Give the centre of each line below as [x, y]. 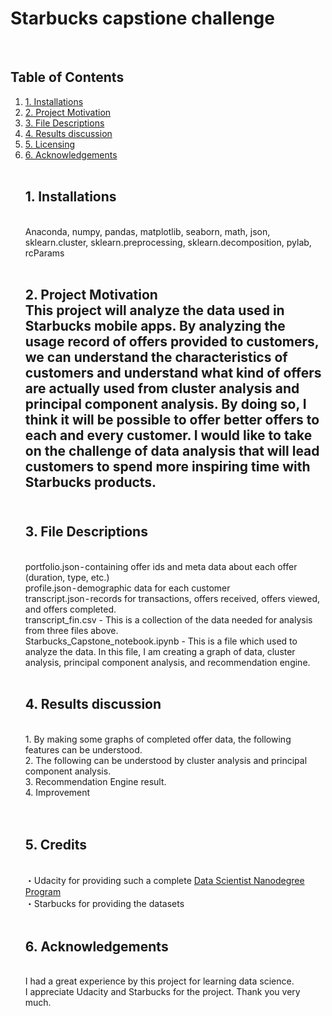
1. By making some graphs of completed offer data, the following [158, 739]
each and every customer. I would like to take [168, 435]
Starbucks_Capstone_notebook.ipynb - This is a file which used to [161, 641]
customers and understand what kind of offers [173, 372]
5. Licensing [50, 144]
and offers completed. [70, 609]
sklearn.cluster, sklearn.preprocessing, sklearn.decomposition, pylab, [168, 242]
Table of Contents [67, 77]
